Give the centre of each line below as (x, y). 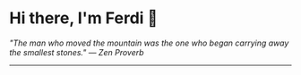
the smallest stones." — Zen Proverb (77, 52)
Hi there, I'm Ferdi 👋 (84, 18)
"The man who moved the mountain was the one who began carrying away (149, 43)
